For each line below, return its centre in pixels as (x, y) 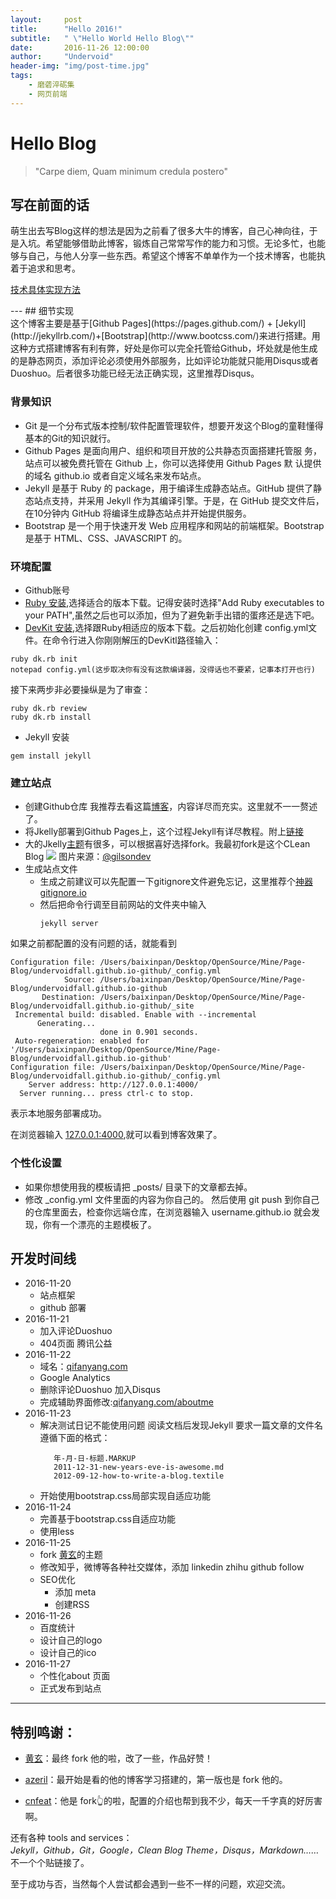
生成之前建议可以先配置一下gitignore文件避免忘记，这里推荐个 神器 (176, 882)
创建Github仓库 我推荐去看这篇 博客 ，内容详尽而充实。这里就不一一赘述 (171, 807)
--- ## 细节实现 (42, 311)
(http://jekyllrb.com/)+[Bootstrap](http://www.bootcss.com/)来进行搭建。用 (165, 336)
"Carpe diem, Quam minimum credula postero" (131, 171)
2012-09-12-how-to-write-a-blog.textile (139, 1476)
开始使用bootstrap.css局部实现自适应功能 (125, 1496)
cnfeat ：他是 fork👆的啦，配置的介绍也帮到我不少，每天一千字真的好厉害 (173, 1801)
